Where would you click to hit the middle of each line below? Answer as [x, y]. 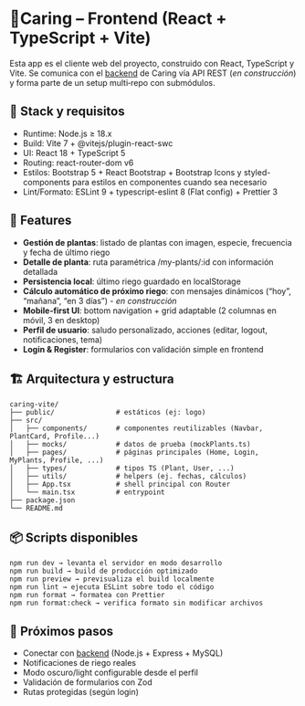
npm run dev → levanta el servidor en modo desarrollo [116, 564]
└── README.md [37, 509]
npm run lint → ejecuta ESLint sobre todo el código [112, 587]
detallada [40, 271]
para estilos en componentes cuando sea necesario [169, 182]
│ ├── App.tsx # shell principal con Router [120, 485]
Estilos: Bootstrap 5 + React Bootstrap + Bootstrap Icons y [132, 172]
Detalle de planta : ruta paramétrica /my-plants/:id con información [148, 262]
